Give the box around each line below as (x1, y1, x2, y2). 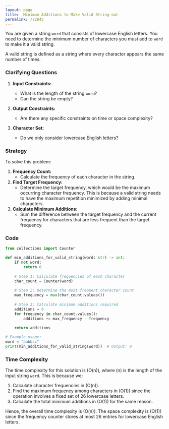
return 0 (23, 264, 42, 270)
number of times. (5, 56, 41, 63)
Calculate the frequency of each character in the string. (20, 173, 136, 179)
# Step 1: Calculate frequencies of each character (14, 274, 125, 279)
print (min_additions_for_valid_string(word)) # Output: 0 (5, 344, 132, 349)
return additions (14, 326, 51, 331)
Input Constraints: (12, 80, 52, 86)
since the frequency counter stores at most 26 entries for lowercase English (5, 414, 163, 420)
